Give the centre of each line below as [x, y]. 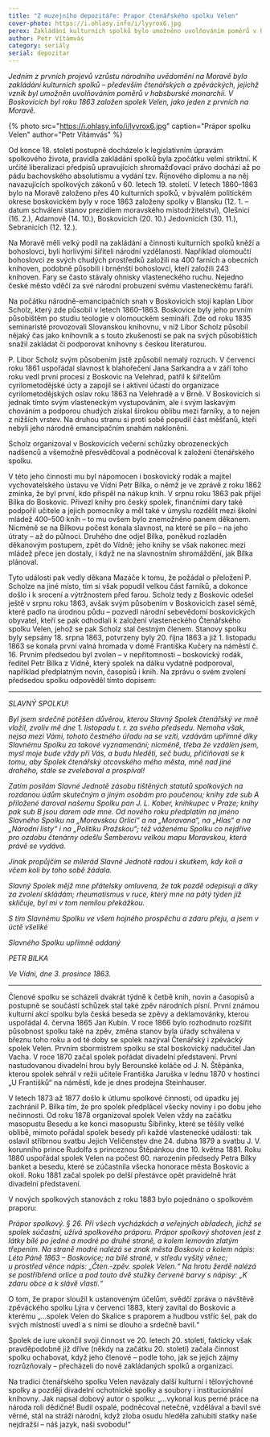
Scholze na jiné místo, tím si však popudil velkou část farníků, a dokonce [128, 586]
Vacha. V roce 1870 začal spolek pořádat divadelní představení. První [123, 1057]
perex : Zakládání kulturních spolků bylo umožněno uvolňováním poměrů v [133, 31]
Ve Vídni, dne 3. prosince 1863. [59, 974]
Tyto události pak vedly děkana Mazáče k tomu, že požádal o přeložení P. [130, 578]
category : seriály [39, 46]
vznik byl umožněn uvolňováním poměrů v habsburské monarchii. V [121, 93]
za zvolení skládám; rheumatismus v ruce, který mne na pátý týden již [125, 894]
